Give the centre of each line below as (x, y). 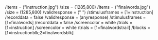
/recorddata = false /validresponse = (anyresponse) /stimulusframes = (76, 17)
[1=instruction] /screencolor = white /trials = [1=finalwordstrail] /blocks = (78, 27)
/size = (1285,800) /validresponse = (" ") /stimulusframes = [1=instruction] (79, 12)
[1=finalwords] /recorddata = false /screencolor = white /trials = (69, 22)
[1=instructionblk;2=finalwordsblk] (39, 33)
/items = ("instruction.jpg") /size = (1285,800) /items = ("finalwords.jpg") (78, 7)
